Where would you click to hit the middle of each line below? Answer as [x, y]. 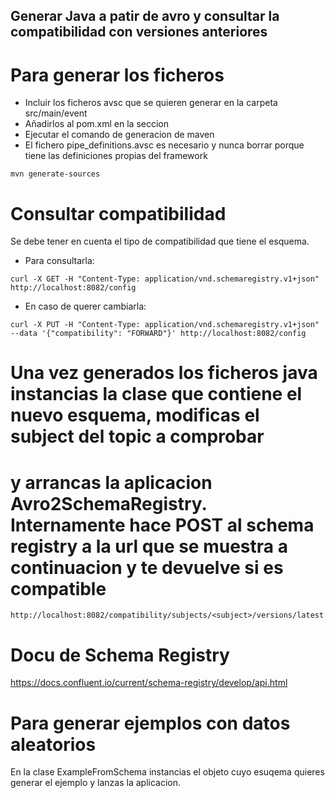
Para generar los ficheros [117, 75]
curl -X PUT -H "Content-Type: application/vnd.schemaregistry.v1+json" [165, 325]
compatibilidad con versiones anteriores [139, 32]
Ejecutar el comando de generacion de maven [119, 135]
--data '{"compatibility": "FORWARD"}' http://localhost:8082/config [158, 334]
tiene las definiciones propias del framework [116, 156]
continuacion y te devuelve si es [147, 567]
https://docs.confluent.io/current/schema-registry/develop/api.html [149, 683]
